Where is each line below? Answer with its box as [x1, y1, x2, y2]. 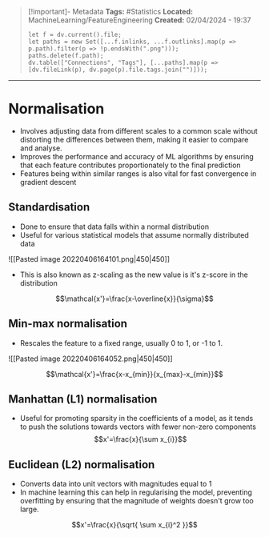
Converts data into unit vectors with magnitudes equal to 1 [19, 479, 212, 489]
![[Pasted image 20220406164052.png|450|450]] [8, 354, 174, 363]
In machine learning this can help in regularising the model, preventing [19, 487, 252, 497]
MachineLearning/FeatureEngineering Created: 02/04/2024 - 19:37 [27, 15, 251, 25]
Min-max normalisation [8, 317, 128, 331]
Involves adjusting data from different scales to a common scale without [19, 126, 258, 135]
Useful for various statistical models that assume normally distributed [19, 230, 250, 239]
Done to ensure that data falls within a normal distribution [19, 222, 210, 231]
